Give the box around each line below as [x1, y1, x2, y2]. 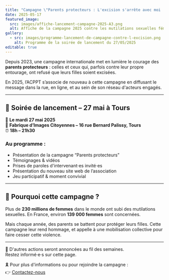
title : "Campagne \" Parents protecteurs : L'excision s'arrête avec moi [5, 7, 161, 13]
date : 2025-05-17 [5, 12, 42, 17]
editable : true [5, 45, 37, 50]
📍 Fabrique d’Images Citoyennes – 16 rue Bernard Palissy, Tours [5, 122, 141, 128]
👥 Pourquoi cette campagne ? [5, 193, 100, 201]
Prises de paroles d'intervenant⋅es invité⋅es [12, 162, 103, 168]
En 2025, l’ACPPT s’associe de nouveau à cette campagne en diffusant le [5, 79, 157, 85]
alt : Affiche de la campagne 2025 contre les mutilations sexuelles [10, 26, 156, 31]
